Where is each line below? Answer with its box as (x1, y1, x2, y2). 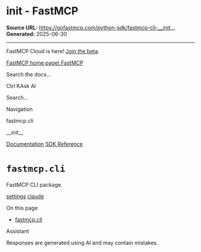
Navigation (6, 105, 33, 113)
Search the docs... (6, 71, 51, 78)
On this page (6, 204, 38, 211)
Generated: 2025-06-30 (6, 30, 68, 37)
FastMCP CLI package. (6, 181, 63, 188)
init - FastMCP (6, 4, 79, 18)
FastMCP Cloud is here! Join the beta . (6, 47, 100, 54)
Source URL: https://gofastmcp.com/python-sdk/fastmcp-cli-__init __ (6, 24, 175, 31)
